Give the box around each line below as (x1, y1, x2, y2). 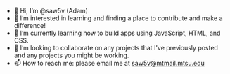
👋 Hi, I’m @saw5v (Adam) (13, 7, 88, 15)
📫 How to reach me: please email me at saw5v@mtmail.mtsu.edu (13, 59, 205, 67)
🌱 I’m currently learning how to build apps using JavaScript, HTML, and (13, 29, 221, 37)
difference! (13, 22, 46, 29)
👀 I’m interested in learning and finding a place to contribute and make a (13, 14, 223, 22)
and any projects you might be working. (13, 51, 129, 59)
